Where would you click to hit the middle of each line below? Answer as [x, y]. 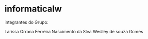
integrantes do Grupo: [27, 22]
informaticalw [33, 9]
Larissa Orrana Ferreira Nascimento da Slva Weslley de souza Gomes [74, 31]
